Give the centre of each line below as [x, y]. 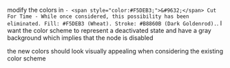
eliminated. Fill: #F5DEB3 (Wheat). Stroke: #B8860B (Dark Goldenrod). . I [115, 23]
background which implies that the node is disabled [80, 38]
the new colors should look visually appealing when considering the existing [115, 51]
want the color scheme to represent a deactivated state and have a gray [109, 31]
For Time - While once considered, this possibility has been [98, 16]
